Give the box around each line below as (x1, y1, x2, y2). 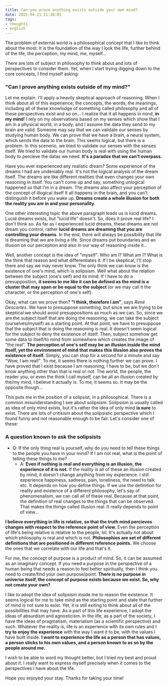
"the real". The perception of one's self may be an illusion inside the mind (5, 342, 160, 348)
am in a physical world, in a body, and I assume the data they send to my (5, 122, 155, 128)
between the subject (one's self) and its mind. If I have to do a (5, 273, 133, 279)
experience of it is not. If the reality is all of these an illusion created (20, 466, 161, 472)
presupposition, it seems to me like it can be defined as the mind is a (5, 279, 149, 285)
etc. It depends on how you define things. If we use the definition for (20, 482, 161, 488)
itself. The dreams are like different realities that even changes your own (5, 174, 154, 180)
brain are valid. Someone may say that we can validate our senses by (5, 127, 148, 133)
